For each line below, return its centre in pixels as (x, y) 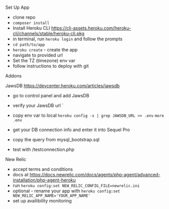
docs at (21, 175)
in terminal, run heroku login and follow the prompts (68, 39)
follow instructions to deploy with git (51, 66)
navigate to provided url (38, 55)
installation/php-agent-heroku (44, 180)
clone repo (24, 17)
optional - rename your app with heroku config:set (66, 191)
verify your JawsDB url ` (38, 106)
